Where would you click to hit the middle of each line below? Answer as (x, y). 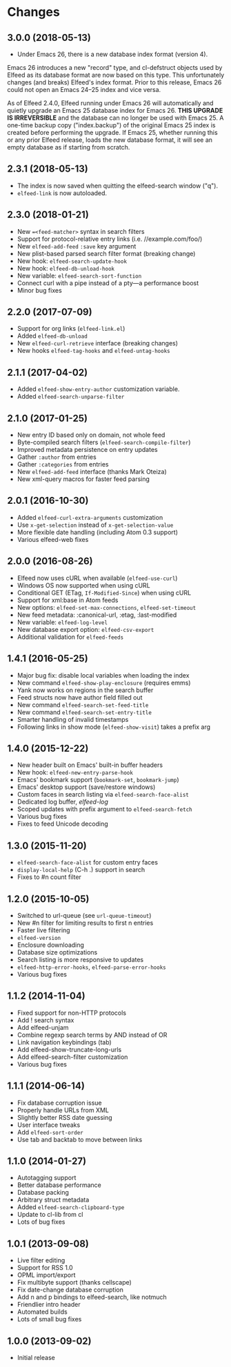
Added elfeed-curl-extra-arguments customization (90, 517)
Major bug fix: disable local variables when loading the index (103, 675)
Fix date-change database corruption (70, 1290)
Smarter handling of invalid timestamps (73, 719)
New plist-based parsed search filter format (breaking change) (106, 253)
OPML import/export (46, 1275)
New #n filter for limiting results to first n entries (85, 923)
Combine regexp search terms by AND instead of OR (92, 1035)
